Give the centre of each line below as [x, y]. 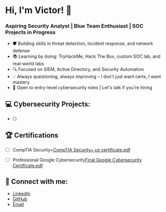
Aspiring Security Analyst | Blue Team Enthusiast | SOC [74, 26]
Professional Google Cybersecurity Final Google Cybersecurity [77, 160]
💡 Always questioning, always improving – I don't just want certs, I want [87, 77]
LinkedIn [21, 194]
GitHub [20, 199]
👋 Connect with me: [36, 182]
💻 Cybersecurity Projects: [48, 104]
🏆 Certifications [32, 135]
